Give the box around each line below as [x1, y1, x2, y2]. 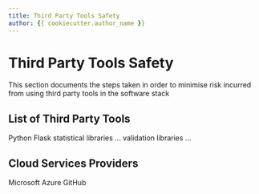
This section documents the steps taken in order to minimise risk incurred [8, 80, 252, 90]
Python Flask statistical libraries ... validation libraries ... [8, 133, 192, 143]
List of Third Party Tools [8, 111, 131, 125]
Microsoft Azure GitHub [8, 178, 87, 188]
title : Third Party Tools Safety [8, 11, 120, 20]
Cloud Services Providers [8, 156, 139, 170]
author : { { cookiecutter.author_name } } [8, 19, 146, 27]
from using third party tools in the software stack [8, 89, 170, 99]
